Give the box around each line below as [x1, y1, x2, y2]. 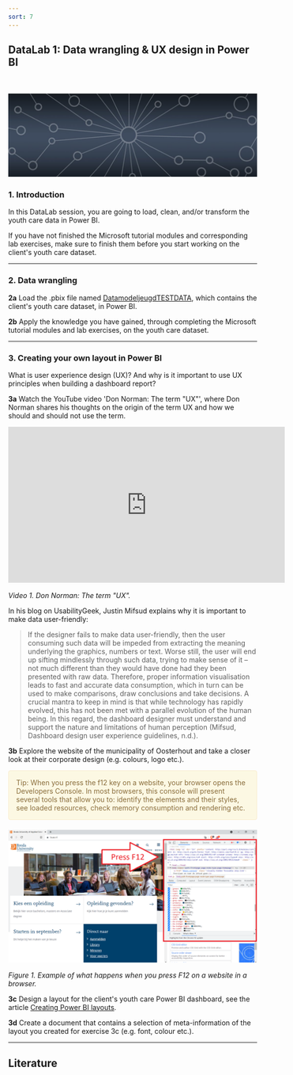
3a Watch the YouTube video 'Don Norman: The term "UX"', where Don [8, 394, 240, 403]
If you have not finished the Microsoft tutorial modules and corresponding [8, 231, 249, 241]
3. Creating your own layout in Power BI [8, 353, 163, 364]
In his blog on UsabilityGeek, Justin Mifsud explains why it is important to [8, 606, 246, 616]
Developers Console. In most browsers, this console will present [16, 786, 225, 795]
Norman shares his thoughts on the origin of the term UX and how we [8, 402, 235, 412]
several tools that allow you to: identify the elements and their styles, [16, 795, 239, 804]
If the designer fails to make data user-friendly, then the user [27, 630, 226, 639]
